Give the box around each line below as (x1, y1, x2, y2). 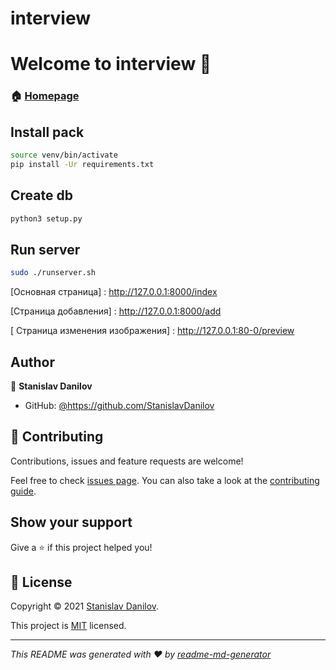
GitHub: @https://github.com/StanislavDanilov (24, 400, 215, 412)
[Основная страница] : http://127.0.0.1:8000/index (10, 286, 218, 298)
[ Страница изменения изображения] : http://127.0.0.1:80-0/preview (10, 325, 295, 337)
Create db (10, 187, 73, 204)
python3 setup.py (10, 213, 83, 224)
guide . (10, 485, 37, 497)
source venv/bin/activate (10, 150, 118, 161)
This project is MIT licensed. (10, 620, 127, 632)
